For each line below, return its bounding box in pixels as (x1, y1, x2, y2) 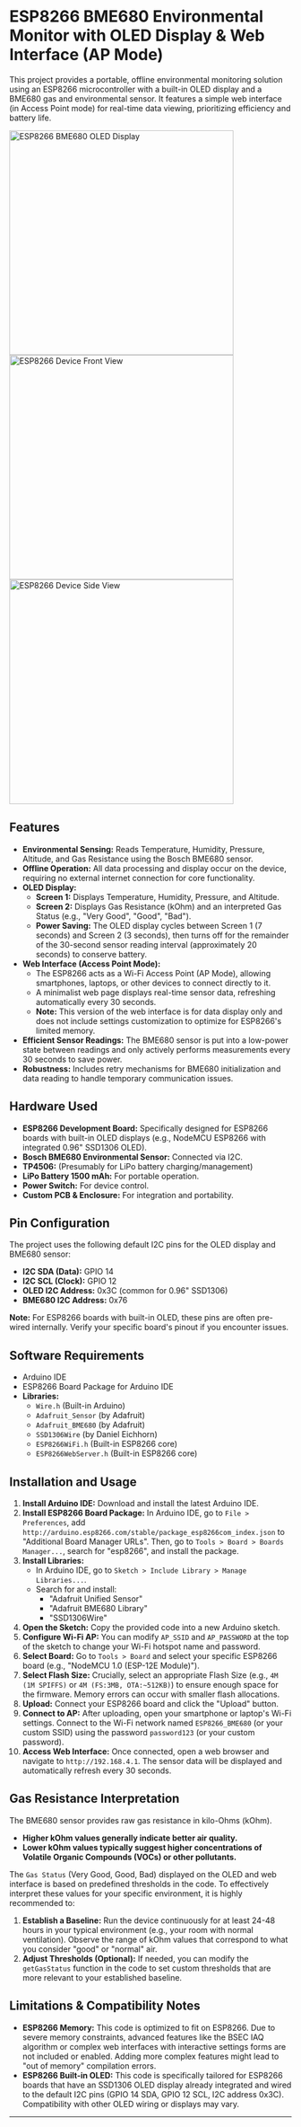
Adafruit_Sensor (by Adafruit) (35, 1410, 146, 1421)
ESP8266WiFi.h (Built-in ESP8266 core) (35, 1439, 177, 1450)
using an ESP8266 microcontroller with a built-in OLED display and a (9, 84, 262, 94)
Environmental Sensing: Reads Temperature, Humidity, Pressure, (21, 843, 265, 854)
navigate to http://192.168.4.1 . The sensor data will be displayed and (21, 1756, 282, 1766)
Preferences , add (21, 1517, 86, 1528)
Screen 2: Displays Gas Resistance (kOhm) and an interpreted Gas (35, 901, 282, 912)
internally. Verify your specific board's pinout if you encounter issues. (31, 1322, 289, 1333)
